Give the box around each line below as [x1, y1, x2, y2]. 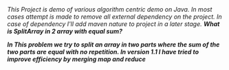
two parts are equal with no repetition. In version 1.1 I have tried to [7, 48, 199, 56]
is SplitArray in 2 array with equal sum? [7, 27, 122, 35]
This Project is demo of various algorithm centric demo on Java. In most [7, 5, 212, 13]
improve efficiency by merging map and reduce [7, 55, 146, 63]
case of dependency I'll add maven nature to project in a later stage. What [7, 20, 220, 28]
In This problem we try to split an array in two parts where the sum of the [7, 40, 220, 49]
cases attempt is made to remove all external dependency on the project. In [7, 12, 222, 21]
